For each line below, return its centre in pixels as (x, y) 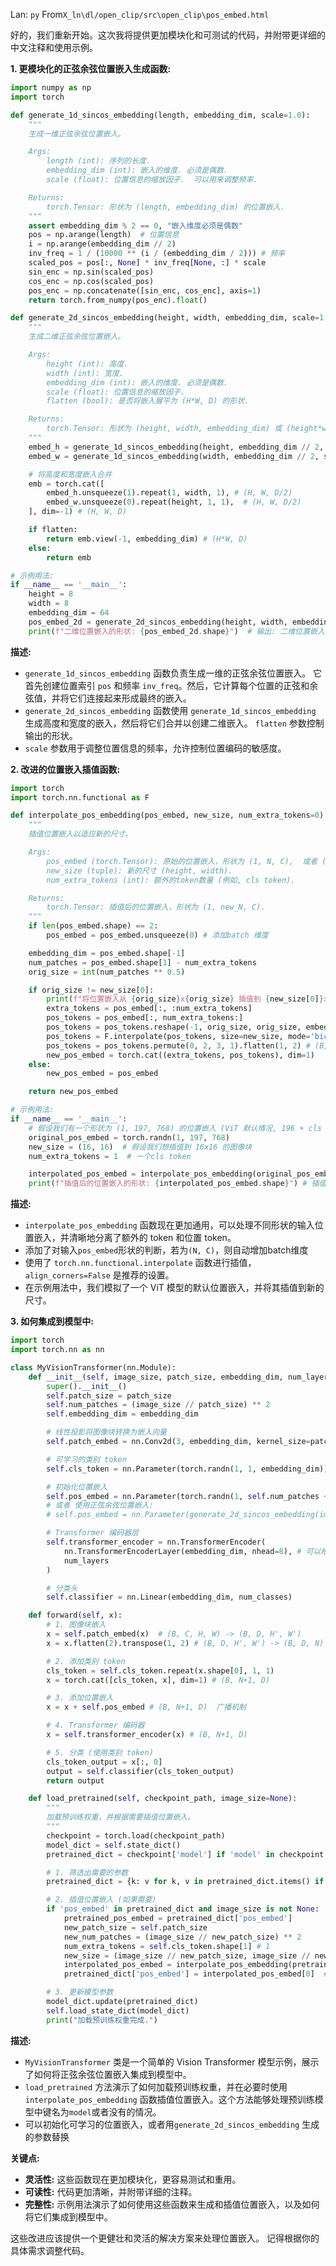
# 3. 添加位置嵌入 (80, 1698)
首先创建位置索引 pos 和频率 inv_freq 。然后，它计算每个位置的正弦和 (167, 685)
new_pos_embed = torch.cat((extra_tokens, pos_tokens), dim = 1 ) (180, 1055)
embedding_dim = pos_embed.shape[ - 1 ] (107, 953)
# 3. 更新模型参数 (80, 1992)
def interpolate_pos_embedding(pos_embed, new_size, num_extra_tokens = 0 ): (169, 815)
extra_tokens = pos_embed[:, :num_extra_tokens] (149, 1009)
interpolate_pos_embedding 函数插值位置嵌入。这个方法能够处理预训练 (169, 2099)
